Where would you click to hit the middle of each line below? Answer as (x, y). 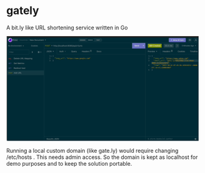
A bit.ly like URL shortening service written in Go (67, 28)
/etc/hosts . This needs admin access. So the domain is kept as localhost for (102, 157)
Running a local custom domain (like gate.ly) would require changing (92, 150)
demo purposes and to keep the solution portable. (69, 163)
